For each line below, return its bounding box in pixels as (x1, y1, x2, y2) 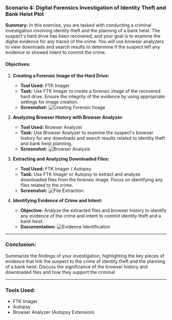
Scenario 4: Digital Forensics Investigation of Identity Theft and (5, 4, 166, 11)
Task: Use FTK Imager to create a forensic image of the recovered (20, 88, 161, 94)
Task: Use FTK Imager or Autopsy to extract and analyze (20, 171, 141, 177)
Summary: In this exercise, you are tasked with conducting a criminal (5, 22, 152, 28)
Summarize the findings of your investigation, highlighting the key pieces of (5, 252, 165, 259)
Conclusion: (5, 241, 36, 248)
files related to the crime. (20, 182, 73, 188)
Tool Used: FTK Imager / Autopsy (20, 165, 92, 172)
